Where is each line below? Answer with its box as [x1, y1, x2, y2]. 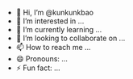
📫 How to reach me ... [15, 43, 91, 52]
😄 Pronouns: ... [15, 54, 69, 64]
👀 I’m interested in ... [15, 16, 85, 26]
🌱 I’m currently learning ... [15, 25, 102, 34]
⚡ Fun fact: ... [15, 63, 60, 73]
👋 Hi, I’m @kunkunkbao [15, 8, 94, 17]
